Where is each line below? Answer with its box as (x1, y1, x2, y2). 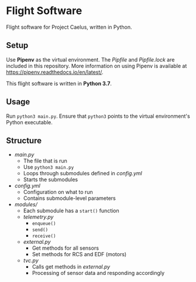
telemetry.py (23, 213, 54, 220)
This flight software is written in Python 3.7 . (6, 80, 112, 87)
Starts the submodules (23, 176, 78, 183)
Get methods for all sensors (32, 244, 99, 252)
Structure (6, 135, 42, 145)
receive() (32, 233, 56, 239)
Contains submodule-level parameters (23, 195, 116, 202)
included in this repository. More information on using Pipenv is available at (6, 62, 187, 69)
